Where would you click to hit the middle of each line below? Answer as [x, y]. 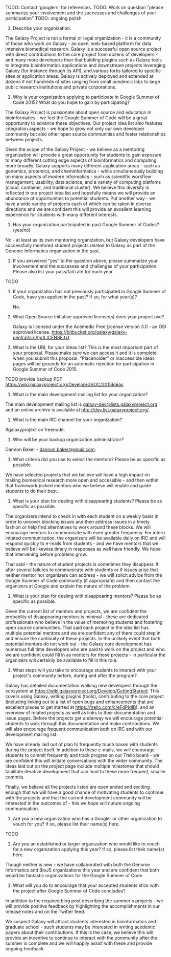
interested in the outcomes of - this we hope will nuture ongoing [73, 803]
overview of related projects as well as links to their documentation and [80, 713]
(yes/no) [21, 230]
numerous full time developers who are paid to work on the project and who [85, 649]
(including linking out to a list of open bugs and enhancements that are [80, 702]
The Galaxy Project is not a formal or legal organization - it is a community [83, 38]
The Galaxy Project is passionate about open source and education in [78, 112]
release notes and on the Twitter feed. [45, 911]
